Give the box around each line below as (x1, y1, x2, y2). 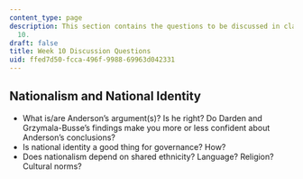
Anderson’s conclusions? (22, 132, 115, 143)
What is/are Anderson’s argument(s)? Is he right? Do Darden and (22, 112, 263, 123)
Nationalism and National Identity (9, 89, 201, 104)
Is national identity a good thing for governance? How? (22, 141, 226, 152)
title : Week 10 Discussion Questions (9, 47, 151, 56)
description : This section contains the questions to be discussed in (9, 22, 280, 31)
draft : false (9, 38, 59, 48)
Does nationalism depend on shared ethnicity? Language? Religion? (22, 151, 274, 162)
